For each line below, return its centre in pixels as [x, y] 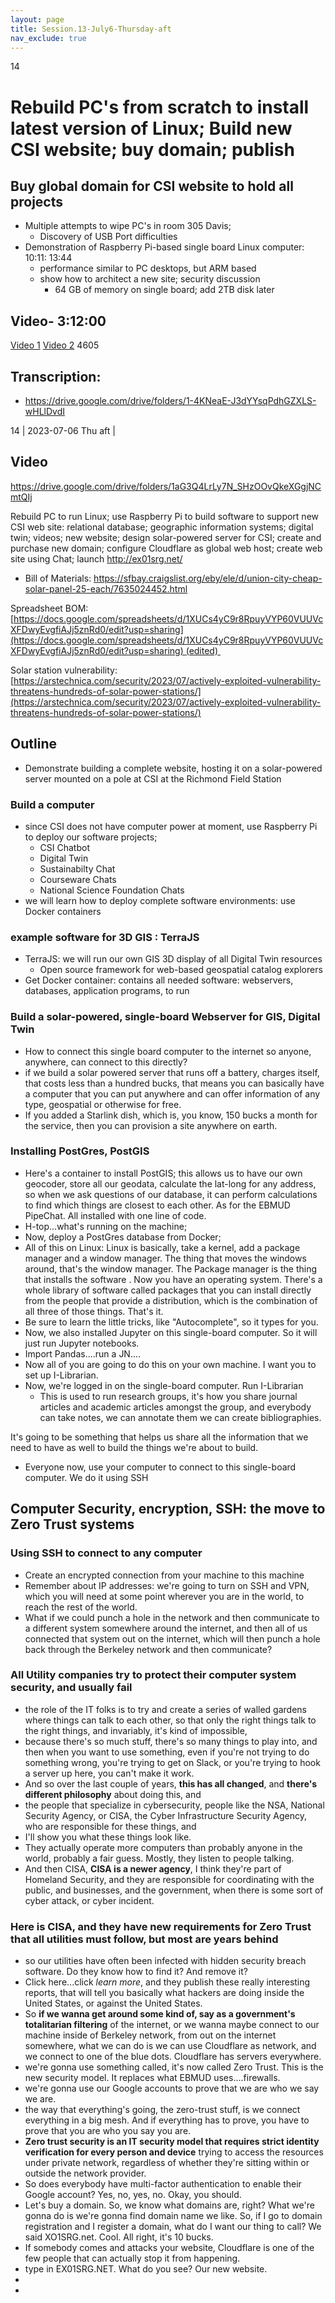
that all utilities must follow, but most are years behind [144, 1939]
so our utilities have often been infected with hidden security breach [165, 1961]
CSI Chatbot [64, 847]
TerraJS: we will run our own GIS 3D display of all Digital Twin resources [173, 959]
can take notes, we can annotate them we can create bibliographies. [180, 1417]
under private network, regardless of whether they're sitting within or [167, 2163]
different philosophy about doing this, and [113, 1794]
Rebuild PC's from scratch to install [160, 107]
